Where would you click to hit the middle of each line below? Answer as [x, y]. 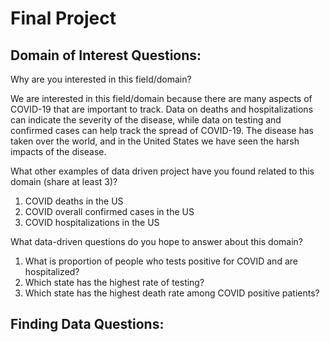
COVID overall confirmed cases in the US [109, 211]
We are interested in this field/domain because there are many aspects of [161, 98]
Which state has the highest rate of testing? [114, 282]
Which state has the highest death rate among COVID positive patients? [172, 293]
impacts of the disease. [58, 151]
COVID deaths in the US [74, 201]
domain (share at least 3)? [64, 181]
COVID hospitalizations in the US [92, 222]
